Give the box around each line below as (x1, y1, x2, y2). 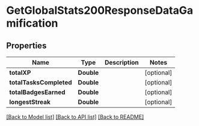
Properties (6, 40, 47, 51)
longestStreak (9, 98, 51, 106)
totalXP (9, 69, 31, 77)
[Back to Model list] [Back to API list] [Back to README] (6, 113, 144, 121)
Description (104, 58, 139, 66)
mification (6, 16, 58, 30)
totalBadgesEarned (9, 88, 66, 96)
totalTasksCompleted (9, 78, 72, 86)
